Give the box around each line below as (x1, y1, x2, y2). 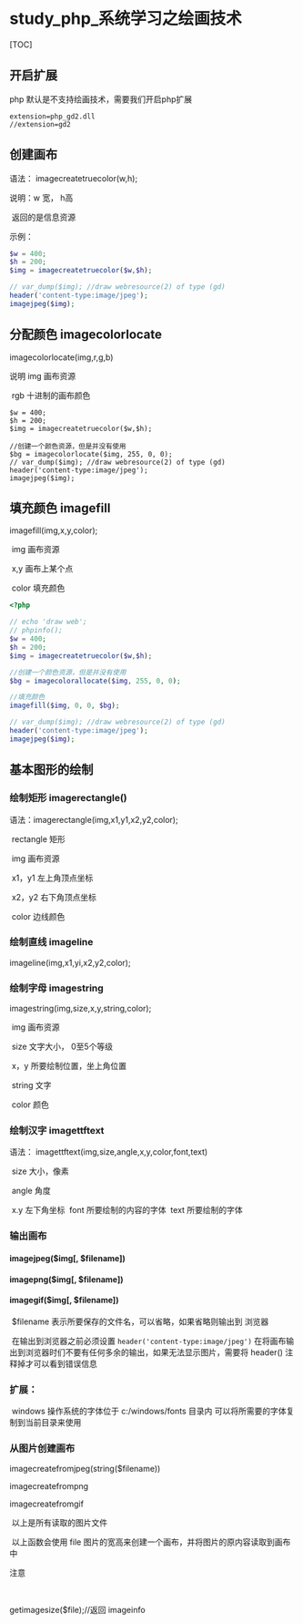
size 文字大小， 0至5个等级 (11, 1041, 114, 1053)
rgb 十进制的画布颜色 (11, 389, 91, 401)
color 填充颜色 (11, 582, 66, 593)
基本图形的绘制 (9, 762, 94, 777)
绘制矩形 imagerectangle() (9, 792, 127, 805)
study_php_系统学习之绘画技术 (9, 8, 243, 29)
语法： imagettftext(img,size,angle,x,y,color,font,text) (9, 1146, 208, 1157)
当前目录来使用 (25, 1417, 82, 1427)
